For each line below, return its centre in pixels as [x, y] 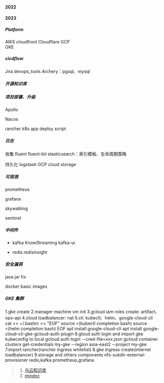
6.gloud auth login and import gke [109, 334]
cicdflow [14, 58]
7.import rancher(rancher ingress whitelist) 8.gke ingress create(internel [78, 349]
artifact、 [150, 312]
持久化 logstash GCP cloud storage [41, 165]
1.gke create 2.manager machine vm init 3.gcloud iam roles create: [73, 312]
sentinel [13, 218]
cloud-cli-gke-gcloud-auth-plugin [39, 334]
